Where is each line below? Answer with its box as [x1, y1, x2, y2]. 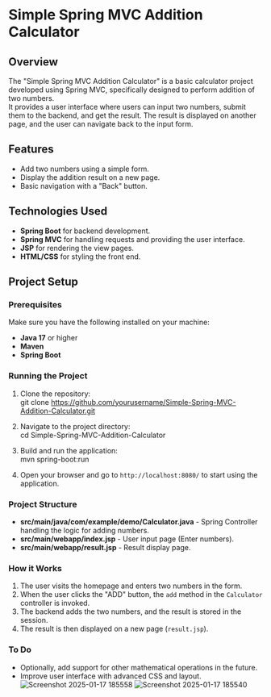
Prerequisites [8, 298, 62, 310]
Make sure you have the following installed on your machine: [8, 317, 210, 328]
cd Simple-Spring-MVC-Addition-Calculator [19, 430, 166, 440]
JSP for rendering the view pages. [19, 243, 135, 253]
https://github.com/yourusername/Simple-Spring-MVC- [51, 397, 236, 407]
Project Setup [8, 275, 79, 289]
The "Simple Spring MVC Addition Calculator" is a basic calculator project [8, 77, 254, 86]
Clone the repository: [19, 389, 91, 399]
